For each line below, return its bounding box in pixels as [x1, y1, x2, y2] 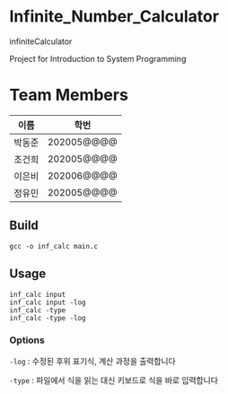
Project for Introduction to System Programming [9, 53, 187, 64]
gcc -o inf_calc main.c [9, 241, 99, 250]
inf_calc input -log [9, 298, 87, 307]
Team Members [9, 85, 128, 105]
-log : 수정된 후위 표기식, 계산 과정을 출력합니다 [9, 355, 177, 366]
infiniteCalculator [9, 36, 73, 47]
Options [9, 334, 45, 346]
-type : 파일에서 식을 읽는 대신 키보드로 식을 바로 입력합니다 [9, 374, 218, 385]
